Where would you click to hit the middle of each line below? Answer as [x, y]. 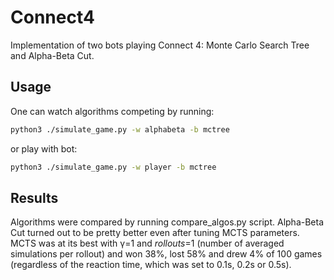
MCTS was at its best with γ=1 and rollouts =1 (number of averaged [147, 243]
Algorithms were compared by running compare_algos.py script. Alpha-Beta [167, 222]
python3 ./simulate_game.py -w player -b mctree [113, 167]
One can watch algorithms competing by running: [112, 111]
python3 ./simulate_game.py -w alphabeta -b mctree [120, 129]
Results [34, 197]
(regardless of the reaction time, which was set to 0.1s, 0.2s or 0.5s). [151, 265]
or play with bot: [44, 148]
